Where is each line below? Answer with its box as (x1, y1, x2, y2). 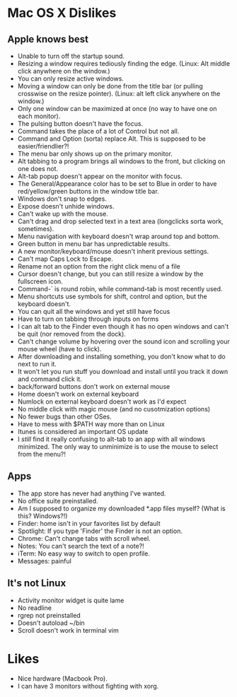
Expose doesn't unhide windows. (17, 202, 115, 210)
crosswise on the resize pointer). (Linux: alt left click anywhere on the (17, 90, 221, 98)
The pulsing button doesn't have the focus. (17, 119, 144, 128)
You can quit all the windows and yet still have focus (17, 307, 170, 315)
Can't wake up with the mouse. (17, 210, 108, 218)
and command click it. (17, 375, 83, 383)
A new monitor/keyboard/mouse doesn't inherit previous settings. (17, 247, 209, 255)
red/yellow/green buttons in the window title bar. (17, 187, 159, 195)
